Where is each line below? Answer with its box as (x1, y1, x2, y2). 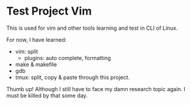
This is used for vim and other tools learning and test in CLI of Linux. (6, 24, 178, 32)
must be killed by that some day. (6, 92, 88, 99)
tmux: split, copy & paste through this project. (15, 73, 130, 81)
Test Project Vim (6, 4, 92, 18)
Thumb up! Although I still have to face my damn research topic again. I (6, 85, 186, 92)
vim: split (15, 47, 38, 55)
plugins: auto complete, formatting (24, 54, 111, 61)
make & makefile (15, 61, 57, 68)
